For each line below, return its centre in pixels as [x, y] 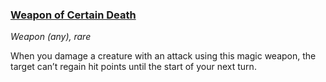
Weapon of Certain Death [73, 15]
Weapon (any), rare [51, 37]
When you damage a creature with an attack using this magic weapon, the [163, 56]
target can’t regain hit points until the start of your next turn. [133, 67]
